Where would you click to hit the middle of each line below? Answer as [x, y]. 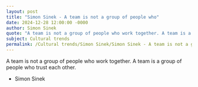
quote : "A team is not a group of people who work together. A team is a [99, 34]
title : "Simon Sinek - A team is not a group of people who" [83, 17]
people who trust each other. [41, 67]
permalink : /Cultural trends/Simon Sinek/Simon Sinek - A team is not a [97, 45]
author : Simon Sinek [32, 28]
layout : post [22, 11]
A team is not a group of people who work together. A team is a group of [94, 61]
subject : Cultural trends [38, 39]
